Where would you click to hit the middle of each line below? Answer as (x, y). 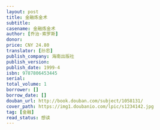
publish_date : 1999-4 (33, 67)
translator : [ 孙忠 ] (30, 51)
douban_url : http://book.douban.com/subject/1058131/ (75, 101)
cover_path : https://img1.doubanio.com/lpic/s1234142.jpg (80, 106)
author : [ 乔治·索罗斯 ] (32, 34)
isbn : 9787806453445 (32, 73)
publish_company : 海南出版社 (40, 56)
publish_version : (28, 62)
